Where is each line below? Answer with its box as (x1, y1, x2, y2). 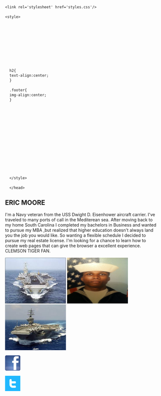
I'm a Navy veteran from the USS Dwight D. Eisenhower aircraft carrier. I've (5, 211, 156, 217)
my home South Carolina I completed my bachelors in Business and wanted (5, 222, 157, 228)
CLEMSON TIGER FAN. (5, 248, 51, 253)
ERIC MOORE (5, 199, 45, 207)
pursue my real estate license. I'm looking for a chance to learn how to (5, 237, 146, 243)
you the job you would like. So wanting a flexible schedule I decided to (5, 232, 146, 238)
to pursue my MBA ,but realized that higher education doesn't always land (5, 227, 154, 233)
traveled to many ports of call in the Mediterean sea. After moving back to (5, 217, 153, 223)
